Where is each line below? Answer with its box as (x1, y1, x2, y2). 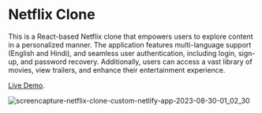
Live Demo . (8, 81, 45, 90)
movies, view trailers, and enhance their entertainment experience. (8, 65, 226, 74)
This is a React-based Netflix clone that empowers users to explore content (8, 32, 254, 41)
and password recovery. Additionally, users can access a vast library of (20, 57, 253, 66)
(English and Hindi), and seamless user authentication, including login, (8, 48, 237, 58)
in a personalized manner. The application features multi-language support (8, 40, 252, 49)
